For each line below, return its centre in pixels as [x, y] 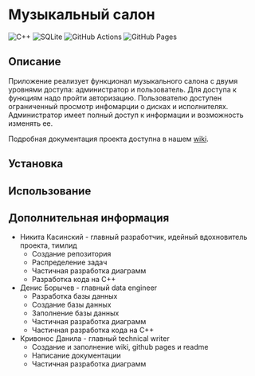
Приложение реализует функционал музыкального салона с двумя [123, 80]
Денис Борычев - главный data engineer [88, 288]
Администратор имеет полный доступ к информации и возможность [126, 115]
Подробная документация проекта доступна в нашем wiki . [108, 139]
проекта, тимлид [48, 245]
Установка [36, 164]
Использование [50, 191]
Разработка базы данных [75, 296]
